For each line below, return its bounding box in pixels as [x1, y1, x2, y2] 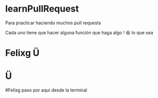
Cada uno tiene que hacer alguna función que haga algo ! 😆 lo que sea [5, 29, 153, 35]
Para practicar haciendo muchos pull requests [5, 20, 101, 26]
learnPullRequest [5, 3, 79, 15]
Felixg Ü [5, 47, 39, 59]
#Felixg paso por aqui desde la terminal [5, 87, 87, 93]
